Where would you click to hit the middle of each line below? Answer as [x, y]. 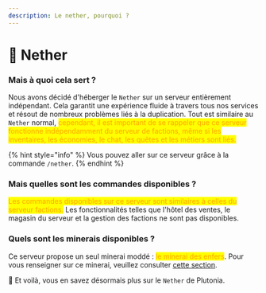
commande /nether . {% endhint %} [66, 163]
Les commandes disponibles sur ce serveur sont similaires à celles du [123, 201]
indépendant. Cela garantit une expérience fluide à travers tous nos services [133, 106]
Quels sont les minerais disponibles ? [81, 239]
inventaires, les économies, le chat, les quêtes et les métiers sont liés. [122, 139]
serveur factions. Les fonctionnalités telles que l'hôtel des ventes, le [120, 210]
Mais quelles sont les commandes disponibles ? [102, 184]
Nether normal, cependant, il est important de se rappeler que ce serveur [127, 123]
